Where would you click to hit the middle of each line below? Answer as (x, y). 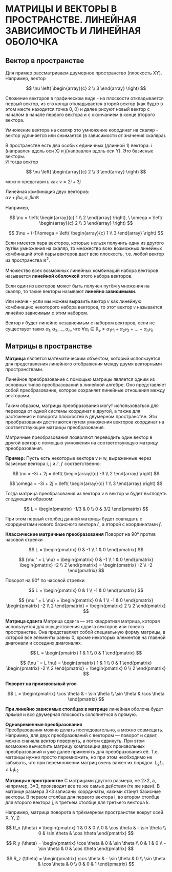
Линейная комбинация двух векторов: (47, 191)
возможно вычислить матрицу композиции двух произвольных (75, 746)
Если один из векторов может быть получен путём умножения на (78, 286)
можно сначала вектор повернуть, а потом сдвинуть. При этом (75, 741)
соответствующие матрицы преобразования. (55, 428)
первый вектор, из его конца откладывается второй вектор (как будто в (84, 104)
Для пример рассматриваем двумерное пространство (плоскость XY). (84, 73)
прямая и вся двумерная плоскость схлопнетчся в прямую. (71, 714)
